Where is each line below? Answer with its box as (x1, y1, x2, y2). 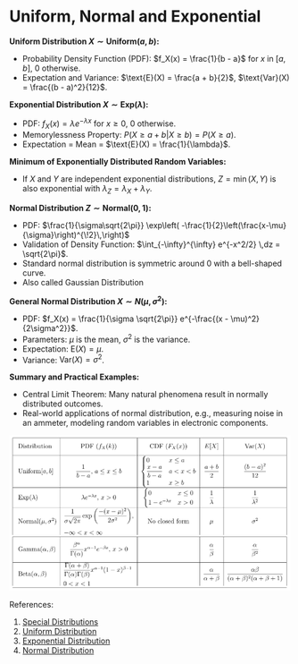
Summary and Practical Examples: (9, 371, 140, 382)
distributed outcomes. (21, 398, 103, 409)
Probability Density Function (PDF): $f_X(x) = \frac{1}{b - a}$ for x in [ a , (21, 53, 286, 64)
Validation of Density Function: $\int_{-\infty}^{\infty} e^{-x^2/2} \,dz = (21, 239, 281, 250)
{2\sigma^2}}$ (21, 322, 76, 333)
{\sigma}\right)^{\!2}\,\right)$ (21, 230, 130, 241)
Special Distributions (21, 617, 99, 627)
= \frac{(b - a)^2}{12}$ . (21, 81, 108, 92)
